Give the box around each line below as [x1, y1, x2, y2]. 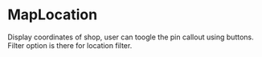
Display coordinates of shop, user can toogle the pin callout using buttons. [7, 32, 254, 42]
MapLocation [7, 6, 98, 24]
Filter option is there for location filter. [7, 40, 133, 50]
